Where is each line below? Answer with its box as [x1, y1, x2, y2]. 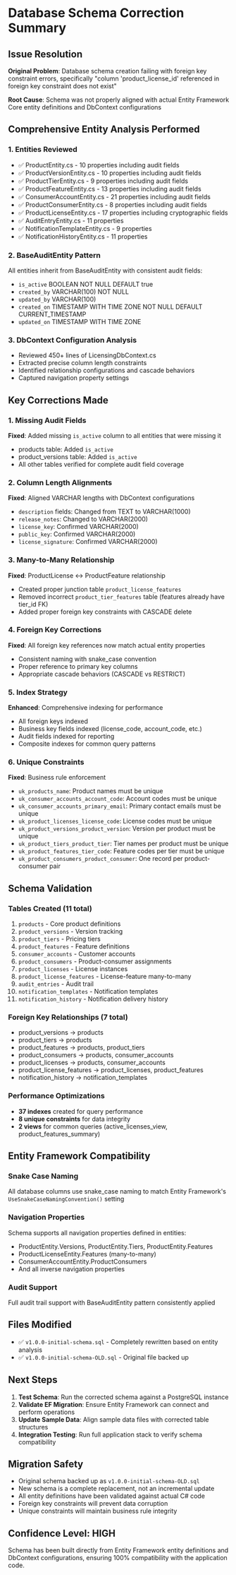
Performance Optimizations [8, 1091, 105, 1101]
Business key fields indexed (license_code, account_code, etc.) [18, 725, 203, 733]
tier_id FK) [18, 600, 49, 608]
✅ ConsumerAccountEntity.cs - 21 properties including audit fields [18, 192, 211, 201]
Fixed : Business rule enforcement [8, 773, 106, 782]
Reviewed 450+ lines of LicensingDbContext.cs [18, 351, 157, 359]
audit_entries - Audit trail [18, 980, 94, 988]
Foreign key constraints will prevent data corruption [18, 1499, 168, 1508]
